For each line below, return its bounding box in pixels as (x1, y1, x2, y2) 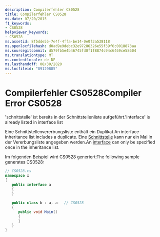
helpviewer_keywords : (5, 30, 49, 35)
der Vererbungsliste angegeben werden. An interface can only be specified (5, 139, 155, 145)
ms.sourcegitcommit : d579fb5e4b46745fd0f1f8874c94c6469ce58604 (5, 48, 137, 53)
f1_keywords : (5, 21, 32, 26)
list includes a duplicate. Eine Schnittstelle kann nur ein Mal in (28, 134, 153, 140)
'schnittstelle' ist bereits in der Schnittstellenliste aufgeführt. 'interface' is (5, 114, 150, 120)
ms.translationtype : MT (5, 52, 54, 58)
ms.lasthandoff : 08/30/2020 (5, 62, 62, 67)
